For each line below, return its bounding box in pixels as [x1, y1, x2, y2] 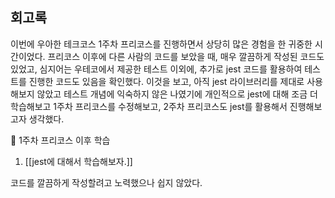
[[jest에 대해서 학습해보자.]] [24, 155, 133, 167]
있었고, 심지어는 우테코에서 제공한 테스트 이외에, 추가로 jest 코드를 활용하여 [10, 63, 303, 75]
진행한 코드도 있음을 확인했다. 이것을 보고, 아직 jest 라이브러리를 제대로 [28, 75, 305, 87]
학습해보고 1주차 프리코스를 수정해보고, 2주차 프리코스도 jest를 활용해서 [10, 100, 288, 112]
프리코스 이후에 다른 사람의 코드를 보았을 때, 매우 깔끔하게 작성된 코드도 [47, 50, 325, 62]
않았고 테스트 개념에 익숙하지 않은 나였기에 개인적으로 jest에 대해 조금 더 [36, 88, 318, 100]
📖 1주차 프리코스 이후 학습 [10, 134, 111, 146]
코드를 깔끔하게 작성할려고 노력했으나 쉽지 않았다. [10, 176, 203, 188]
